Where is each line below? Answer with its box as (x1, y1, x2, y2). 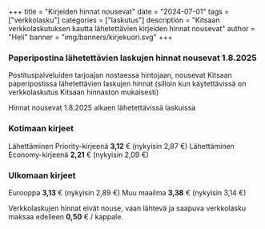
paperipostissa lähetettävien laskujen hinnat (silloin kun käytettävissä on (8, 79, 247, 89)
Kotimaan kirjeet (8, 123, 74, 135)
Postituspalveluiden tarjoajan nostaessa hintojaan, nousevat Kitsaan (8, 70, 232, 80)
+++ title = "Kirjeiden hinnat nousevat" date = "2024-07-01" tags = (8, 7, 230, 16)
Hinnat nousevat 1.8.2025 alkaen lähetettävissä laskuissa (8, 103, 196, 113)
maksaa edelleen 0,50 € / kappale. (8, 211, 124, 221)
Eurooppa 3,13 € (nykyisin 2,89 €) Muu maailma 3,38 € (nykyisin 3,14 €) (8, 187, 247, 197)
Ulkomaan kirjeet (8, 170, 76, 181)
